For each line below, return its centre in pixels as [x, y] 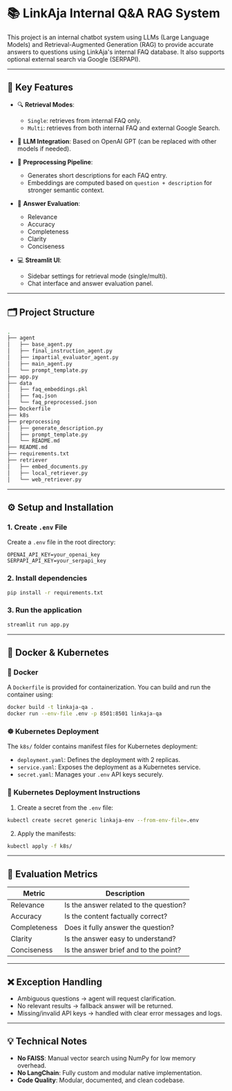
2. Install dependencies [47, 578]
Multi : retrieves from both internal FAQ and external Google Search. [124, 128]
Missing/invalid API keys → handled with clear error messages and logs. [119, 1013]
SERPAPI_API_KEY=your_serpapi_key [57, 561]
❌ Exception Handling [55, 982]
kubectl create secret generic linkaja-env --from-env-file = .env [103, 820]
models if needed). [44, 149]
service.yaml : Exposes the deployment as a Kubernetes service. [109, 767]
